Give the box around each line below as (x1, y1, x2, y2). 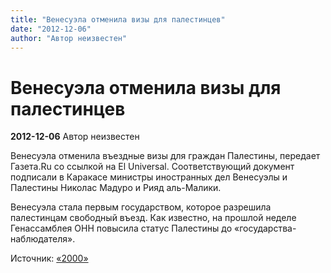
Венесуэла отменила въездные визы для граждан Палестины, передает (10, 150, 321, 162)
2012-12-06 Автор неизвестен (10, 131, 140, 143)
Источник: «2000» (10, 252, 89, 265)
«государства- (234, 222, 297, 235)
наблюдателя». (10, 233, 76, 245)
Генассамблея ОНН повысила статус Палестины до (10, 222, 233, 235)
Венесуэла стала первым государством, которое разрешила (10, 201, 272, 213)
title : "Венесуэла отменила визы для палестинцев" (10, 14, 226, 25)
